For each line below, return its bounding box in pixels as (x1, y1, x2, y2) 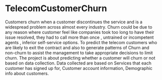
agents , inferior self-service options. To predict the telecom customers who (5, 39, 158, 45)
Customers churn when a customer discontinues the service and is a (5, 19, 143, 25)
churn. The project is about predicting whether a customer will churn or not (5, 55, 156, 61)
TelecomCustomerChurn (5, 3, 107, 14)
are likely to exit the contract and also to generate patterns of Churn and (5, 45, 149, 50)
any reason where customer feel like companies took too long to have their (5, 29, 154, 35)
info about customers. (5, 70, 49, 76)
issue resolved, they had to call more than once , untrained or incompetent (5, 34, 154, 40)
